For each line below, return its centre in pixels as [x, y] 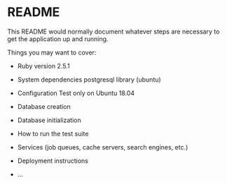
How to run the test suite [53, 133]
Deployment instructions [53, 161]
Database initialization [49, 120]
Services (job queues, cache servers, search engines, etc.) [103, 147]
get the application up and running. [58, 38]
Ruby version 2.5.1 [43, 66]
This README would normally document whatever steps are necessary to [113, 31]
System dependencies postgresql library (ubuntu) [89, 79]
